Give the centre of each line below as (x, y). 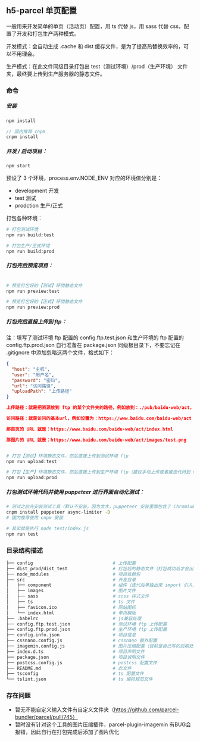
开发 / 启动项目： (27, 151)
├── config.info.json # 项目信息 (71, 635)
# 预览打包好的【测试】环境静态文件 (44, 285)
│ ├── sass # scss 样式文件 (78, 596)
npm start (18, 166)
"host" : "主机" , (31, 369)
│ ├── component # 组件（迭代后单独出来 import (94, 585)
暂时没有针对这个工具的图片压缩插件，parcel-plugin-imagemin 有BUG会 (103, 724)
